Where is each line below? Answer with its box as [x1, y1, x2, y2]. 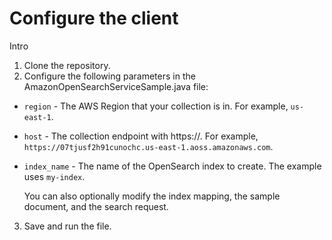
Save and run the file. [23, 220, 112, 232]
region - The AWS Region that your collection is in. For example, [23, 100, 289, 112]
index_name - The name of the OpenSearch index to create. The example [23, 160, 322, 172]
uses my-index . [23, 170, 86, 182]
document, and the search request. [23, 200, 169, 212]
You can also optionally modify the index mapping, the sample [23, 190, 281, 202]
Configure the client [9, 7, 179, 30]
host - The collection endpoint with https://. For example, [23, 130, 259, 142]
